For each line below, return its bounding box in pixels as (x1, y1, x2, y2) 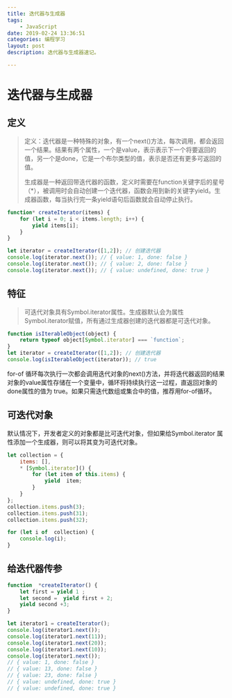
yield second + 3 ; (19, 601, 70, 608)
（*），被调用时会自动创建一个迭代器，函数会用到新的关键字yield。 (24, 186, 215, 195)
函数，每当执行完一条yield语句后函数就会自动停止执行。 (36, 195, 197, 203)
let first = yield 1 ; (19, 588, 85, 595)
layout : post (7, 42, 45, 49)
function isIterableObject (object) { (7, 330, 117, 338)
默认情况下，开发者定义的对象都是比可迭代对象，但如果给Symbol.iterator (7, 429, 215, 437)
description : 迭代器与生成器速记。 (7, 49, 99, 56)
